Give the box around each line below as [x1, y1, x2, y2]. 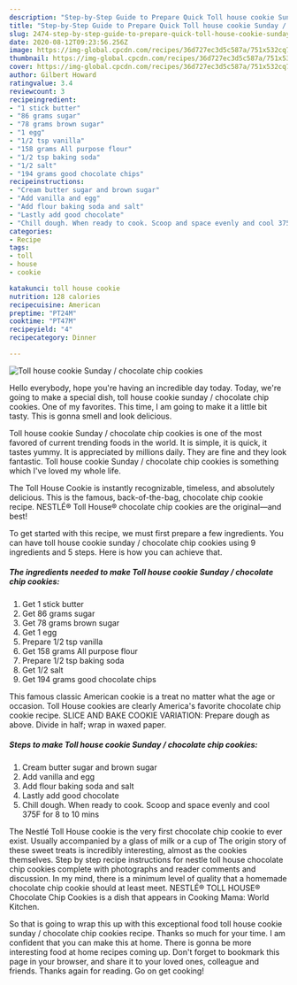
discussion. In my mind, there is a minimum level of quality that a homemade [9, 873, 287, 883]
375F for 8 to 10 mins [21, 809, 100, 820]
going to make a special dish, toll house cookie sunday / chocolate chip [9, 391, 270, 403]
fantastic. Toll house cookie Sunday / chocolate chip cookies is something [9, 456, 279, 466]
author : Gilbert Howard [9, 71, 97, 80]
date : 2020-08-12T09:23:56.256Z [9, 37, 128, 47]
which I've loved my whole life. [9, 466, 122, 476]
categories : [9, 227, 53, 235]
